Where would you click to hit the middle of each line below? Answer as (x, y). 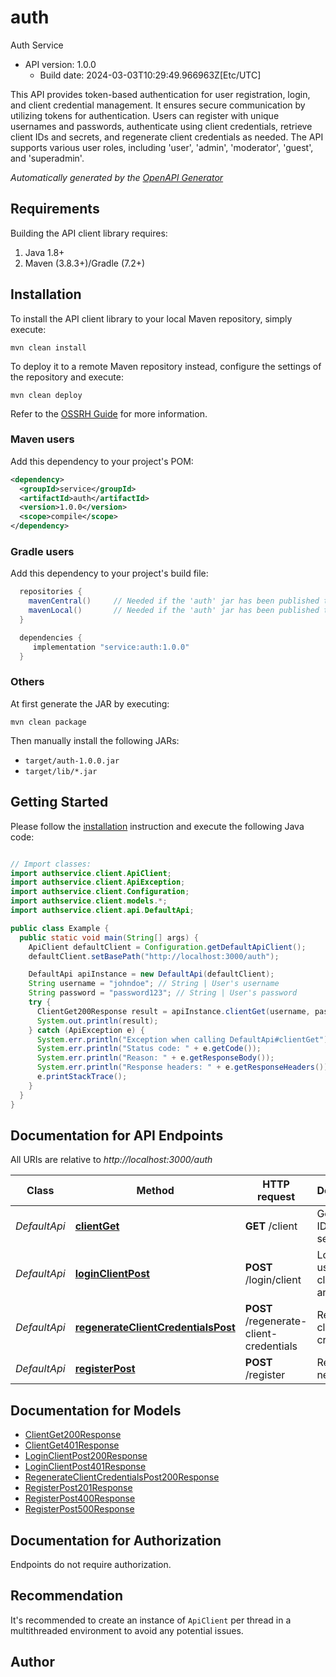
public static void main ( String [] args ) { (109, 937)
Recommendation (66, 1596)
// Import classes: (51, 864)
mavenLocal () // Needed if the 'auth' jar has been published (174, 611)
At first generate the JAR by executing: (90, 703)
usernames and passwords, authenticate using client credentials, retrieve (161, 126)
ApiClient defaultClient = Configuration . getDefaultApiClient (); (167, 947)
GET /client (271, 1226)
